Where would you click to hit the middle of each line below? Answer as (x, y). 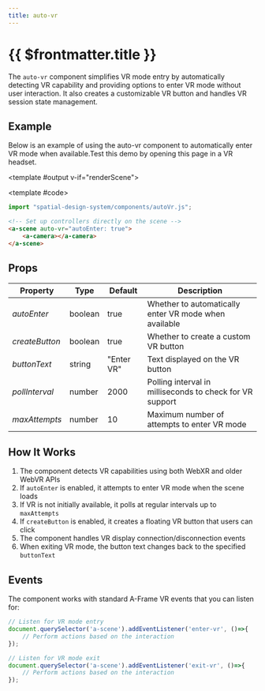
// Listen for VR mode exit (54, 658)
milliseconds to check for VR (200, 392)
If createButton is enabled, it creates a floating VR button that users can (136, 521)
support (162, 401)
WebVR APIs (40, 479)
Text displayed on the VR (193, 359)
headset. (22, 162)
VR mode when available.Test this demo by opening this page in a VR (121, 154)
